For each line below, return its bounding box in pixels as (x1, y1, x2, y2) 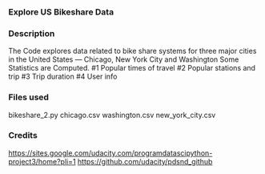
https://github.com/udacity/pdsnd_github (77, 156, 213, 166)
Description (8, 27, 55, 38)
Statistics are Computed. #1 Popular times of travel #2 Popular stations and (8, 63, 256, 73)
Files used (8, 91, 50, 103)
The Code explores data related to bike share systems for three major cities (8, 47, 257, 56)
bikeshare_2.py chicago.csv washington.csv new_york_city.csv (8, 110, 216, 119)
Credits (8, 130, 38, 141)
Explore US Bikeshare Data (8, 6, 114, 18)
